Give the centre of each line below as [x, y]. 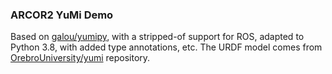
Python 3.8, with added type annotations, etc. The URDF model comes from [166, 47]
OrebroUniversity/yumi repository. [80, 58]
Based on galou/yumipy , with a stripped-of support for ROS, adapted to [157, 37]
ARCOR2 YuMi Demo [62, 15]
